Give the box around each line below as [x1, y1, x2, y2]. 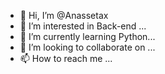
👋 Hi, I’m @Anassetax [19, 10, 109, 21]
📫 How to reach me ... [19, 53, 113, 64]
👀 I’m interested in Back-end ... [19, 20, 147, 32]
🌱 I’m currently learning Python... [19, 31, 156, 42]
